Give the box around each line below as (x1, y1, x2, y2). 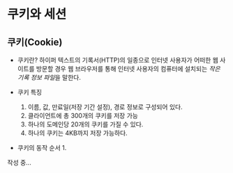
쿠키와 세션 (7, 6, 67, 22)
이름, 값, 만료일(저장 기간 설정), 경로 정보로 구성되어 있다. (27, 103, 183, 111)
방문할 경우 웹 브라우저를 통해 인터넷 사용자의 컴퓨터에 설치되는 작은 (36, 65, 221, 73)
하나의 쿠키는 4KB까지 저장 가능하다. (27, 129, 128, 137)
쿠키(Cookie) (7, 36, 63, 48)
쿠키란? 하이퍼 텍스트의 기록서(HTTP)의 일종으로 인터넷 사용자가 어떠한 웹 (17, 56, 218, 64)
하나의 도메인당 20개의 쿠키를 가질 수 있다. (27, 120, 144, 129)
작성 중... (7, 158, 31, 167)
